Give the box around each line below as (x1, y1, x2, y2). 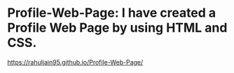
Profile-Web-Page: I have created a (7, 5, 216, 21)
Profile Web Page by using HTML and (7, 20, 228, 36)
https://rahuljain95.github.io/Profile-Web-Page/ (7, 58, 144, 66)
